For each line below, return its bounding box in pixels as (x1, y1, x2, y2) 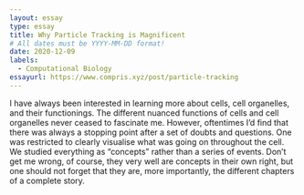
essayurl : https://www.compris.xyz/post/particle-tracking (9, 73, 239, 82)
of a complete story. (9, 175, 85, 186)
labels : (9, 56, 39, 65)
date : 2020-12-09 (9, 47, 76, 56)
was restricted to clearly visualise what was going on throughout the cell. (9, 136, 285, 147)
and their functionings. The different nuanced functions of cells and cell (9, 107, 279, 118)
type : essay (9, 22, 55, 31)
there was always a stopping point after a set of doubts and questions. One (9, 127, 292, 138)
